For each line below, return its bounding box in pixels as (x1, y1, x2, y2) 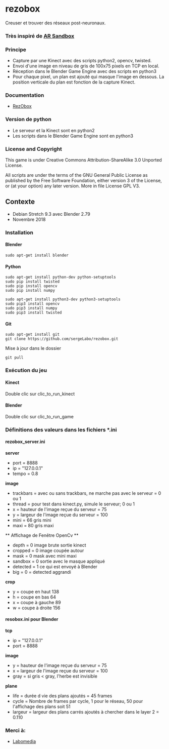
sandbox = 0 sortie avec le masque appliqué (12, 558, 105, 564)
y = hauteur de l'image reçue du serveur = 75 (12, 662, 107, 668)
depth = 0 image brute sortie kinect (12, 542, 87, 548)
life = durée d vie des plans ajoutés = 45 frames (12, 693, 112, 699)
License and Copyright (5, 145, 62, 152)
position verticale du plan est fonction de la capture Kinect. (12, 79, 136, 85)
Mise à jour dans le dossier (5, 345, 62, 351)
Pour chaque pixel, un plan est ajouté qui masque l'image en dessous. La (12, 74, 164, 80)
